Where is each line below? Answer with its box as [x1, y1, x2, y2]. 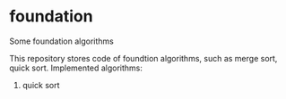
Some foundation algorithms [9, 36, 115, 46]
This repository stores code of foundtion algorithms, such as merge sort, [9, 53, 278, 63]
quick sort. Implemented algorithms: [9, 62, 143, 73]
